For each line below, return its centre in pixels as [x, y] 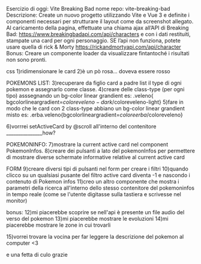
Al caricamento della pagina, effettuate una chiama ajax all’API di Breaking [97, 28]
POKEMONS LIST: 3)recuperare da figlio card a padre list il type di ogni [94, 83]
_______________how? [31, 133]
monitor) [17, 201]
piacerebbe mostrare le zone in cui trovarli [58, 225]
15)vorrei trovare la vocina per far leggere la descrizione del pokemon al [95, 237]
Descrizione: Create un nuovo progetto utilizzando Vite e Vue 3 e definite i [98, 15]
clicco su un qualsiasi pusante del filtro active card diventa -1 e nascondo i [98, 175]
